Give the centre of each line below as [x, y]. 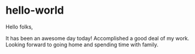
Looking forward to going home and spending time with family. [82, 45]
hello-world [35, 10]
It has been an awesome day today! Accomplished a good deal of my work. [97, 38]
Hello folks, [19, 27]
